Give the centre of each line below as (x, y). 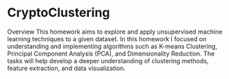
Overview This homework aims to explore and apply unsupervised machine (115, 32)
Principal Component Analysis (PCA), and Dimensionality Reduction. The (111, 54)
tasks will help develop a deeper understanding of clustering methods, (108, 60)
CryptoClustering (59, 13)
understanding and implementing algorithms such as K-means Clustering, (112, 46)
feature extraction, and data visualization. (67, 68)
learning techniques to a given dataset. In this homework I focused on (107, 38)
